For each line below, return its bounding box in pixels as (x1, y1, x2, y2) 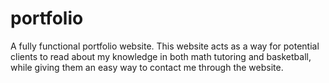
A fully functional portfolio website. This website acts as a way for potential (10, 40, 320, 52)
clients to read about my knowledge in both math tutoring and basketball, (10, 50, 312, 62)
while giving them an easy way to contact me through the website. (10, 61, 284, 73)
